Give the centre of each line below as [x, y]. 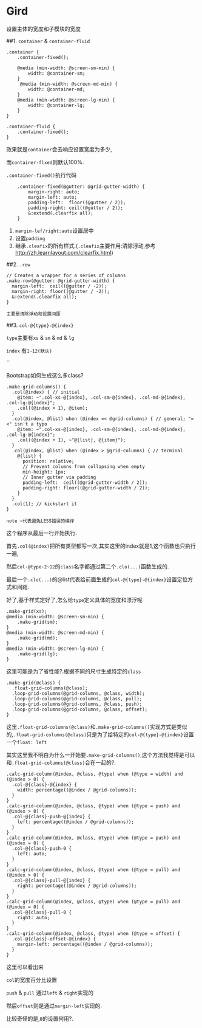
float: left [32, 742]
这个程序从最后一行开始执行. [42, 533]
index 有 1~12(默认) [29, 350]
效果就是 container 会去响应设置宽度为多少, [59, 149]
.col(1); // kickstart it [45, 504]
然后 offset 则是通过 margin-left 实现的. [54, 1006]
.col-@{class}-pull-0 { [42, 912]
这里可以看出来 [25, 967]
